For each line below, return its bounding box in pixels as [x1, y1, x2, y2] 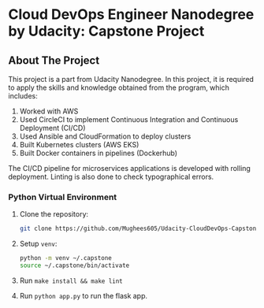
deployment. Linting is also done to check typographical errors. [8, 172, 214, 181]
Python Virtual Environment [8, 191, 117, 202]
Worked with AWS [19, 106, 79, 116]
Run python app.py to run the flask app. [19, 291, 148, 300]
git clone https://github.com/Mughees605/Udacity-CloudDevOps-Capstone [19, 225, 260, 233]
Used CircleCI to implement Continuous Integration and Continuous [19, 115, 239, 124]
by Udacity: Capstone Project [8, 22, 205, 40]
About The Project [8, 54, 100, 67]
